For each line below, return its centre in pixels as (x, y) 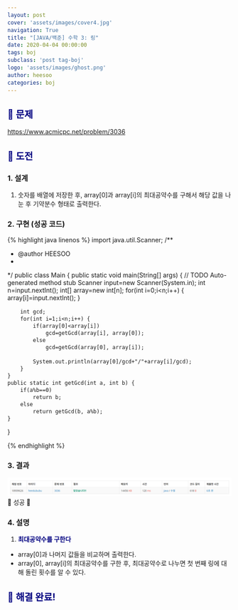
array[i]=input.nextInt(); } (44, 298)
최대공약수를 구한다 (44, 539)
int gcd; (33, 312)
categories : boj (31, 83)
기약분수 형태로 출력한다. (67, 204)
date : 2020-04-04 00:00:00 (47, 45)
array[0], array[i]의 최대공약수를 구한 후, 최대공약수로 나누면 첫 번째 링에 (119, 564)
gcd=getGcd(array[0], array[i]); (94, 348)
